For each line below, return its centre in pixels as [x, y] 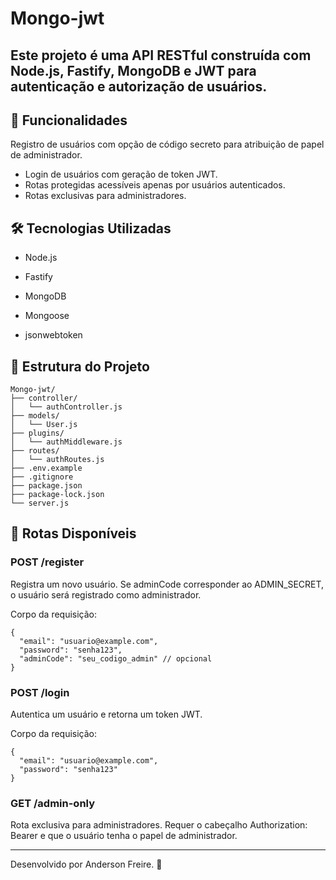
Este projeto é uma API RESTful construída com [161, 55]
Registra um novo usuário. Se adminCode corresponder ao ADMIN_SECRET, [167, 584]
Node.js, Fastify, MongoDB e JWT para [133, 70]
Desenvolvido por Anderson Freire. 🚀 [86, 864]
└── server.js [40, 503]
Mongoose [47, 316]
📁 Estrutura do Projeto [80, 366]
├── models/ [35, 416]
